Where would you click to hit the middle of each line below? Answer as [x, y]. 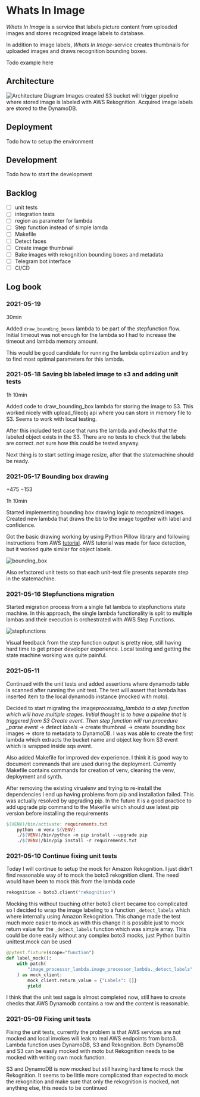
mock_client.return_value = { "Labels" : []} [82, 980]
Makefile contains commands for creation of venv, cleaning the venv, [91, 770]
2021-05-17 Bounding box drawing [57, 476]
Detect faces [30, 241]
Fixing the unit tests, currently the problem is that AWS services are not [93, 1032]
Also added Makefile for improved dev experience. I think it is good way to [97, 757]
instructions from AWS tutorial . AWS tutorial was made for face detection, [96, 543]
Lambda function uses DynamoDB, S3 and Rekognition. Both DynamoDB [95, 1045]
